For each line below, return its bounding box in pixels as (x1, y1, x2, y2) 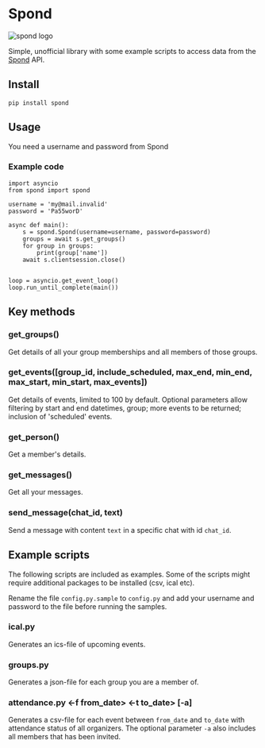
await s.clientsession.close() (22, 256, 126, 264)
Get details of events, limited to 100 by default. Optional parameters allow (8, 395, 248, 404)
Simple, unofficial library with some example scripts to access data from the (8, 46, 256, 56)
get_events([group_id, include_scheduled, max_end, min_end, (8, 367, 252, 378)
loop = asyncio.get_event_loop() (8, 276, 119, 284)
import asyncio (8, 179, 59, 187)
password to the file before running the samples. (8, 601, 167, 611)
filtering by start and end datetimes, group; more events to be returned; (8, 403, 242, 413)
